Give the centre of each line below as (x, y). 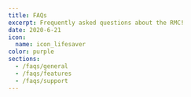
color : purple (31, 52)
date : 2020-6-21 (35, 30)
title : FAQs (28, 15)
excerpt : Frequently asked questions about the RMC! (96, 23)
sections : (24, 59)
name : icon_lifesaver (51, 45)
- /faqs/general (42, 66)
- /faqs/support (42, 81)
